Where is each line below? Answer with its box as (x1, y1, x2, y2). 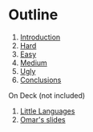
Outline (8, 6, 59, 24)
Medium (19, 58, 48, 68)
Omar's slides (19, 114, 66, 124)
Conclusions (19, 75, 62, 85)
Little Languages (19, 106, 75, 116)
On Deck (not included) (8, 90, 86, 100)
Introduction (19, 32, 61, 42)
